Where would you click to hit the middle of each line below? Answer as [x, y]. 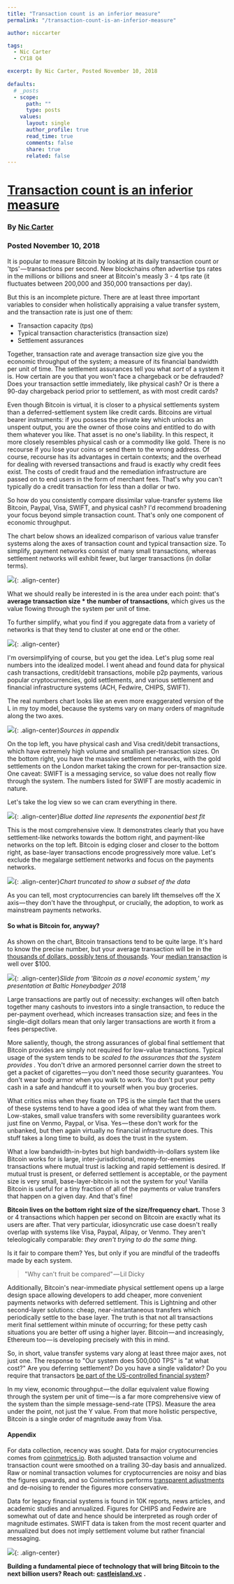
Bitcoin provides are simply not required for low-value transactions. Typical [115, 1050]
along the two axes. [36, 715]
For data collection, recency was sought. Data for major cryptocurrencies [113, 1450]
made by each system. [40, 1260]
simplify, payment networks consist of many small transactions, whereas [112, 551]
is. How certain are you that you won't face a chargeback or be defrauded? [115, 376]
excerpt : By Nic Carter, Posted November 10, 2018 [82, 71]
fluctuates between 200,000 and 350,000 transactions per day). [100, 283]
